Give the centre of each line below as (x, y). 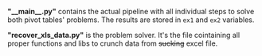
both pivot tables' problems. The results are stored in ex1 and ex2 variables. (131, 20)
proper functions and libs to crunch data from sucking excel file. (113, 43)
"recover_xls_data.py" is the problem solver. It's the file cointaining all (124, 35)
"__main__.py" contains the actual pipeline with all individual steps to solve (131, 11)
